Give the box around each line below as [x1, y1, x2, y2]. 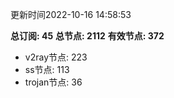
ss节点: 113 [24, 64, 70, 75]
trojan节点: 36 [24, 76, 83, 88]
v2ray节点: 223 [24, 51, 88, 63]
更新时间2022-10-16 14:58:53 [10, 9, 132, 20]
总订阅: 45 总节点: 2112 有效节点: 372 [10, 30, 165, 42]
